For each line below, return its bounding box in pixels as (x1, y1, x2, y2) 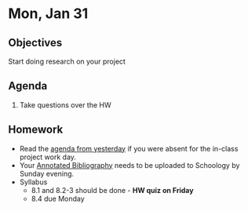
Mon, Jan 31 (8, 5, 89, 23)
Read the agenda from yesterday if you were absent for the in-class (19, 144, 239, 153)
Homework (8, 123, 64, 136)
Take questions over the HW (19, 100, 111, 110)
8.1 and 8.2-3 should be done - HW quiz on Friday (31, 185, 194, 195)
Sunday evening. (19, 169, 75, 178)
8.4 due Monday (31, 194, 85, 203)
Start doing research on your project (8, 56, 126, 66)
